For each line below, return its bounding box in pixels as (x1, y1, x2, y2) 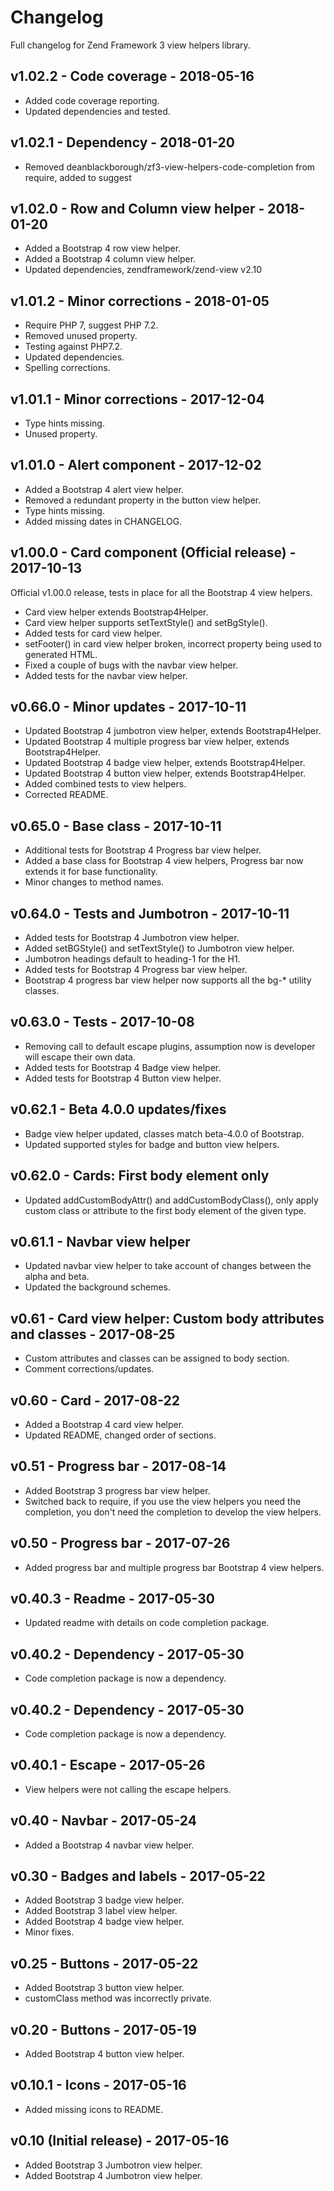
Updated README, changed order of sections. (24, 1429, 217, 1441)
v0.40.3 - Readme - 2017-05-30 (10, 1590, 216, 1607)
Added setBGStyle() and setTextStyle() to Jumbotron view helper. (24, 942, 295, 955)
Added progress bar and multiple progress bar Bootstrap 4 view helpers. (24, 1561, 325, 1573)
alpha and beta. (24, 1271, 90, 1283)
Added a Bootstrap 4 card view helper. (24, 1418, 185, 1430)
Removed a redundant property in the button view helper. (24, 494, 262, 506)
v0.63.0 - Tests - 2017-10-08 (10, 1014, 195, 1031)
